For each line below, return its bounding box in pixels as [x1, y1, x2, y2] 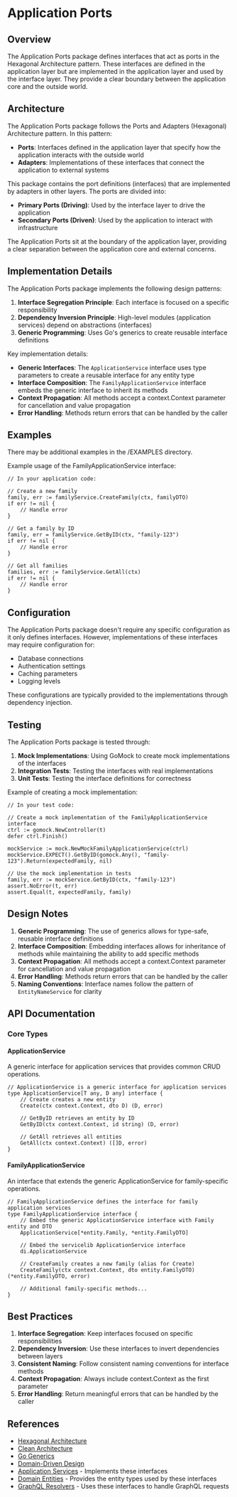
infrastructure [17, 223, 58, 232]
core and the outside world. [7, 82, 88, 90]
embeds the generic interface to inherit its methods [17, 386, 168, 394]
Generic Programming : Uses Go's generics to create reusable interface [17, 328, 228, 337]
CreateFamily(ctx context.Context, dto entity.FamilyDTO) [20, 1266, 195, 1273]
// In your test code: [7, 801, 75, 809]
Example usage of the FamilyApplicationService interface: [7, 462, 176, 470]
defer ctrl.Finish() [7, 833, 69, 840]
